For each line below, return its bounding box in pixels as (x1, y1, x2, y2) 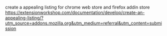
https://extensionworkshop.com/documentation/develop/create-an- (5, 9, 145, 15)
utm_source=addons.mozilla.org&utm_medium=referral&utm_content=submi (5, 20, 162, 26)
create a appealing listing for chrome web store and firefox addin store (5, 4, 150, 10)
